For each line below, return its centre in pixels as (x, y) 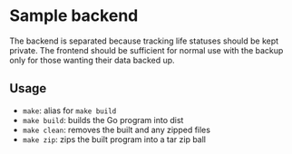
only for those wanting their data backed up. (92, 60)
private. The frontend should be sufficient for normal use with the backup (146, 50)
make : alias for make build (69, 111)
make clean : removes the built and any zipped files (117, 130)
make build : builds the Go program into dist (103, 120)
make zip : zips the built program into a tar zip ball (114, 139)
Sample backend (74, 16)
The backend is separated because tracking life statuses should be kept (144, 41)
